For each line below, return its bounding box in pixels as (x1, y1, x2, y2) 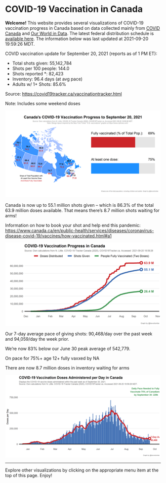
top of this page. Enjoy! (5, 473, 52, 478)
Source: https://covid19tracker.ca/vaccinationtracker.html (5, 91, 122, 97)
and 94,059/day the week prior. (5, 336, 69, 342)
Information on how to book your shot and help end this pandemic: (5, 222, 141, 228)
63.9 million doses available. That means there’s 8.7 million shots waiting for (5, 207, 160, 213)
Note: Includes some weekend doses (5, 100, 81, 106)
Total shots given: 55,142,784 (12, 60, 72, 66)
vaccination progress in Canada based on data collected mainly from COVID (5, 25, 160, 31)
